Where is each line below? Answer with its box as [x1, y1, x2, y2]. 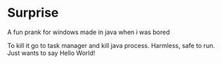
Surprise [7, 5, 59, 21]
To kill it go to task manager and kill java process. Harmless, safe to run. [7, 41, 216, 49]
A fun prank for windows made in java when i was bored [7, 28, 170, 36]
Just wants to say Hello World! [7, 49, 96, 57]
